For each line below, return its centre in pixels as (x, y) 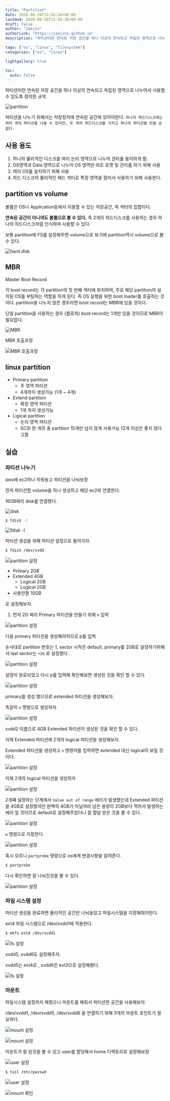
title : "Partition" (26, 10)
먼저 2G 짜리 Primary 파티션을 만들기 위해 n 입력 (61, 614)
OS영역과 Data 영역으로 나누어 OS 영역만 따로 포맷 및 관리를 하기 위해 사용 (87, 165)
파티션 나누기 (20, 467)
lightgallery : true (26, 61)
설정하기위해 (152, 647)
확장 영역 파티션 (36, 403)
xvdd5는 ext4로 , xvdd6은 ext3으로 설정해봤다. (53, 965)
